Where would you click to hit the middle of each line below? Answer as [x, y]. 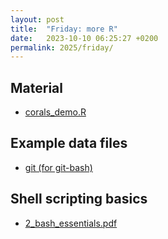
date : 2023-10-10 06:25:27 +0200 [84, 38]
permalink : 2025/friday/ [62, 47]
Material [36, 87]
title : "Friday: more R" [64, 29]
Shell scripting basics [79, 199]
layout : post [37, 19]
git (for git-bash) [58, 167]
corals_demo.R [55, 112]
